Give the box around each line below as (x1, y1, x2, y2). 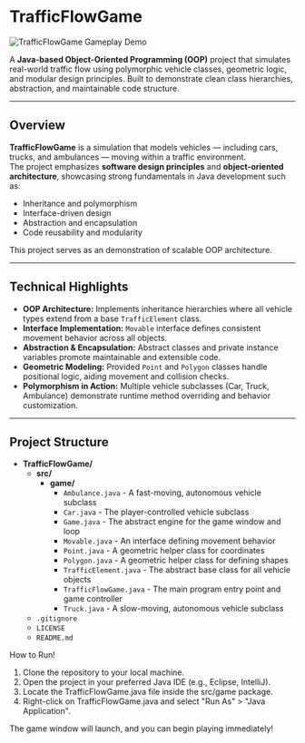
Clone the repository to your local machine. (22, 667, 184, 678)
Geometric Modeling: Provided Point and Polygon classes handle (22, 361, 268, 372)
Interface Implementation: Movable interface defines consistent (22, 322, 261, 333)
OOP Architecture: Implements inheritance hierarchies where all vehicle (22, 303, 293, 314)
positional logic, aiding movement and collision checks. (22, 370, 230, 382)
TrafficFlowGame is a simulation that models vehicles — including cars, (9, 142, 279, 152)
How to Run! (9, 650, 56, 660)
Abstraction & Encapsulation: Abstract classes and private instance (22, 342, 279, 353)
